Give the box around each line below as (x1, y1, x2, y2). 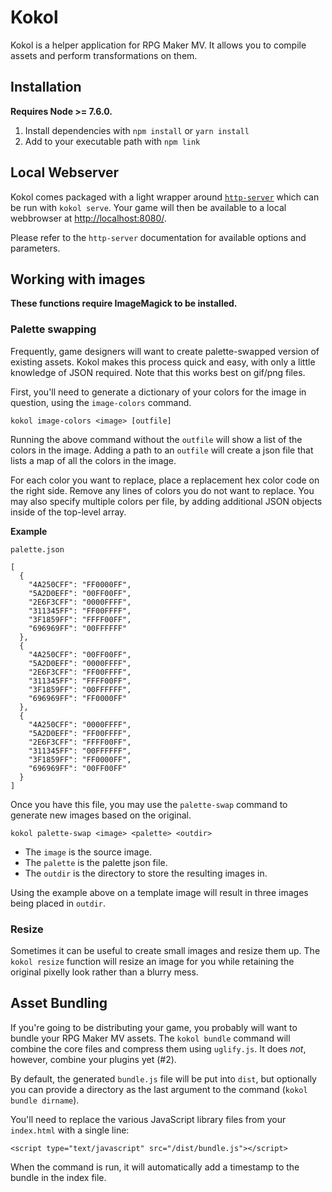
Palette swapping (10, 322, 97, 336)
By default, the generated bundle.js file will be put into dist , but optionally (10, 1072, 317, 1085)
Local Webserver (10, 164, 120, 181)
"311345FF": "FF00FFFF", (28, 606, 132, 616)
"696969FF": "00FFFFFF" (28, 623, 128, 633)
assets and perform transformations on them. (10, 49, 198, 61)
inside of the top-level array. (10, 506, 127, 518)
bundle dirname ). (10, 1094, 80, 1106)
